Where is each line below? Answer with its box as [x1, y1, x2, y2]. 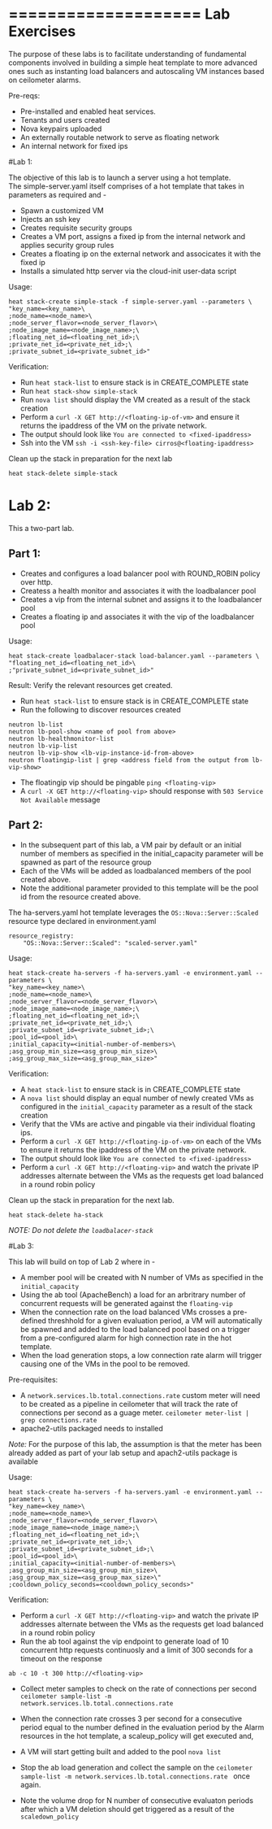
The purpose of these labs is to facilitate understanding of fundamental [8, 49, 247, 59]
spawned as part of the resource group [19, 857, 152, 867]
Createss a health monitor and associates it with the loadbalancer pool [19, 586, 257, 595]
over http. [19, 577, 53, 586]
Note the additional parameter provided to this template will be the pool [19, 883, 259, 893]
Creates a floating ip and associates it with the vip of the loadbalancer [19, 612, 255, 621]
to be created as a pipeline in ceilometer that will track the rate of [19, 1399, 238, 1409]
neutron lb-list [8, 721, 63, 729]
